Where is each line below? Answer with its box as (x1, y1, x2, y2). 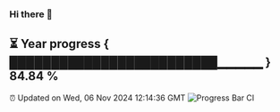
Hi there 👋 (9, 8, 54, 20)
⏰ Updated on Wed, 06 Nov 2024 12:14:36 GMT (9, 92, 186, 103)
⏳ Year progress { (9, 36, 110, 52)
